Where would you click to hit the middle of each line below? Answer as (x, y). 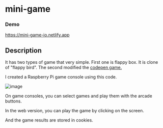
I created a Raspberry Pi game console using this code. (61, 77)
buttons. (14, 101)
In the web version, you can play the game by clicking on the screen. (75, 111)
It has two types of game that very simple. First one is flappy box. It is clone (81, 62)
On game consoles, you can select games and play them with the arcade (79, 96)
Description (23, 50)
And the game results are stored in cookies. (49, 120)
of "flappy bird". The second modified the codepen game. (64, 68)
